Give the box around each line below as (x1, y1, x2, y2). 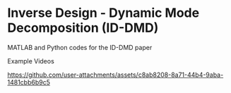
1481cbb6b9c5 (7, 77, 51, 86)
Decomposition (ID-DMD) (7, 20, 159, 36)
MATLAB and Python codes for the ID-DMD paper (7, 43, 153, 51)
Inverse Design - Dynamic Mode (7, 5, 200, 21)
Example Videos (7, 56, 54, 65)
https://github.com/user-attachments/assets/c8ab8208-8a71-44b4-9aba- (7, 70, 224, 79)
